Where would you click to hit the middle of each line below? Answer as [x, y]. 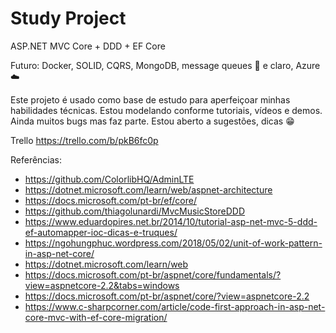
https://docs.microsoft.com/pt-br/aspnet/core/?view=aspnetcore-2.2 [167, 296]
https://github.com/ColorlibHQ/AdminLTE [109, 179]
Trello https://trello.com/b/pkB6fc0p [84, 140]
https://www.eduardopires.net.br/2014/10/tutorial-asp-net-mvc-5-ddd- [171, 221]
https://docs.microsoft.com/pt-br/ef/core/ [110, 200]
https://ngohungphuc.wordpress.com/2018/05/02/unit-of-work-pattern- [173, 243]
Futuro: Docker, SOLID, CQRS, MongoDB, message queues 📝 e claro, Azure [165, 65]
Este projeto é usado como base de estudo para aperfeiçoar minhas [150, 99]
